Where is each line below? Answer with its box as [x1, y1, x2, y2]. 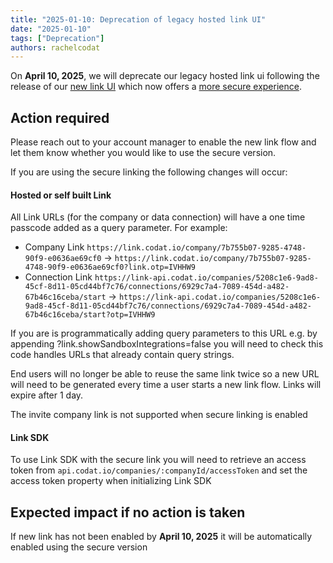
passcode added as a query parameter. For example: [10, 222, 228, 234]
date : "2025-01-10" [10, 24, 92, 34]
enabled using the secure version [10, 541, 148, 553]
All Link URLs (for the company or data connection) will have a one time [10, 211, 306, 223]
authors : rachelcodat [10, 42, 101, 53]
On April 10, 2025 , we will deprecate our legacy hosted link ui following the [10, 70, 320, 82]
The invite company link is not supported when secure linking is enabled [10, 409, 308, 421]
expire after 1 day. [10, 389, 84, 401]
